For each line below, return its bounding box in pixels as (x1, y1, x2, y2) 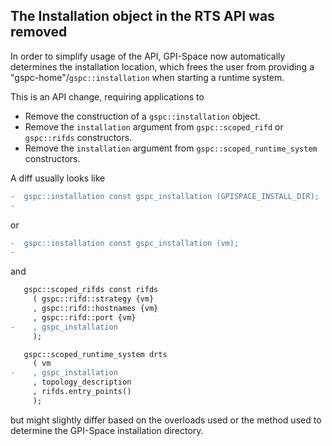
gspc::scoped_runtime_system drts (23, 349, 168, 359)
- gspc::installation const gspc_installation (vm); (10, 238, 240, 248)
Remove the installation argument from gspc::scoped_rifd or (24, 120, 284, 133)
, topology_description (32, 377, 132, 388)
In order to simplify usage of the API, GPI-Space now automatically (10, 50, 286, 62)
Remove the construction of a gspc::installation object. (24, 110, 261, 122)
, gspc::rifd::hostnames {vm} (32, 304, 159, 314)
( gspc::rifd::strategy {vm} (32, 294, 155, 304)
